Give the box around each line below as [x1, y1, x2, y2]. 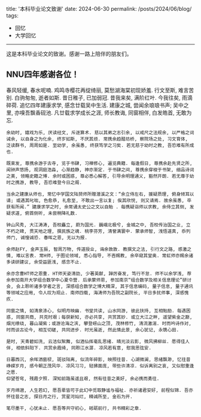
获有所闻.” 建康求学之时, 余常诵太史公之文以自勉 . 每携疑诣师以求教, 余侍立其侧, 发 [6, 203, 194, 210]
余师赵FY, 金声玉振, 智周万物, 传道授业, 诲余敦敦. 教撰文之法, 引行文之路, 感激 [6, 246, 187, 252]
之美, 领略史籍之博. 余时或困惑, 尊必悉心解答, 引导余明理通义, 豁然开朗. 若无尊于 [6, 173, 190, 179]
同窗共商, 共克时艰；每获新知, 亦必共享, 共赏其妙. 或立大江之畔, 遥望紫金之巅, [16, 314, 193, 320]
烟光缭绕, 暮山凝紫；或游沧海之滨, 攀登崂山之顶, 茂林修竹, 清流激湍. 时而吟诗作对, [6, 320, 191, 326]
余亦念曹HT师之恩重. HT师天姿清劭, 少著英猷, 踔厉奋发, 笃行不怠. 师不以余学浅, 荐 [6, 271, 192, 277]
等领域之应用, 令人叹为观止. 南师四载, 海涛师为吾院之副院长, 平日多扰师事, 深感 [6, 290, 184, 296]
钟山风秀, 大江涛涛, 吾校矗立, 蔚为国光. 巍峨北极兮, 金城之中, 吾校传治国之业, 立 [6, 221, 191, 228]
